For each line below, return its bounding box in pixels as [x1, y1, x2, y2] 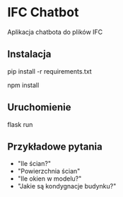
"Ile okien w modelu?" [17, 174, 82, 183]
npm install [7, 81, 40, 89]
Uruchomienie [7, 101, 71, 113]
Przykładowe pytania [7, 140, 102, 152]
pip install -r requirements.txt [7, 67, 92, 75]
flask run [7, 120, 33, 128]
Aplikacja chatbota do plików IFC [7, 28, 103, 36]
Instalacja [7, 48, 52, 60]
